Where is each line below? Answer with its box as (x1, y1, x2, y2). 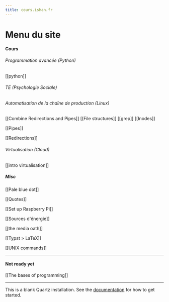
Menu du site (5, 29, 61, 40)
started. (5, 292, 22, 298)
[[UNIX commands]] (5, 245, 47, 251)
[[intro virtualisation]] (5, 162, 49, 168)
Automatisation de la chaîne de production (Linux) (5, 100, 110, 106)
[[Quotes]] (5, 196, 27, 202)
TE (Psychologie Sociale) (5, 84, 57, 90)
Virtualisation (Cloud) (5, 147, 50, 153)
